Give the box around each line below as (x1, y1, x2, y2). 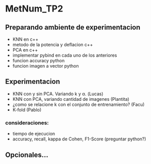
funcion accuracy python (12, 58, 65, 63)
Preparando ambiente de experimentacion (5, 23, 141, 32)
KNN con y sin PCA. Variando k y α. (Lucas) (12, 91, 104, 97)
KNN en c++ (12, 36, 39, 42)
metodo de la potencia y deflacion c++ (12, 42, 93, 48)
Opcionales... (5, 150, 49, 159)
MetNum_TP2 (5, 3, 63, 15)
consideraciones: (5, 119, 49, 126)
